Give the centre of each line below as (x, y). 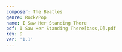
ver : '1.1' (20, 39)
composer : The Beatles (34, 12)
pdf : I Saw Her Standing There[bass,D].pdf (61, 28)
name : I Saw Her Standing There (46, 23)
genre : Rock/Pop (26, 17)
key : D (14, 34)
